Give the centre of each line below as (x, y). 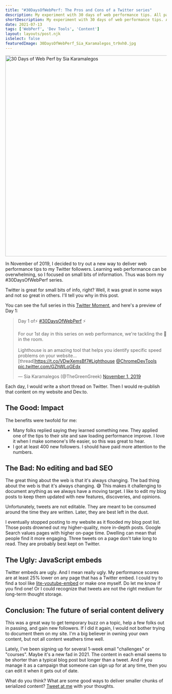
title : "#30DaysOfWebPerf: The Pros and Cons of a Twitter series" (79, 10)
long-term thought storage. (34, 594)
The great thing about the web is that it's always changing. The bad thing (82, 481)
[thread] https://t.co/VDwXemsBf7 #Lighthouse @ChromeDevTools (87, 361)
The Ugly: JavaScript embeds (54, 560)
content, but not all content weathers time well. (55, 639)
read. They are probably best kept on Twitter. (53, 544)
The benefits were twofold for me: (41, 420)
